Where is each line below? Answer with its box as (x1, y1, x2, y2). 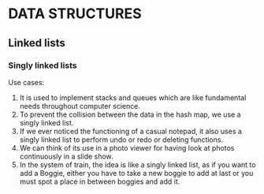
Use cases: (8, 77, 45, 87)
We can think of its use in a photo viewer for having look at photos (19, 143, 235, 152)
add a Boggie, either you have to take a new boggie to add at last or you (19, 168, 254, 177)
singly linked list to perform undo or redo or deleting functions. (19, 135, 223, 144)
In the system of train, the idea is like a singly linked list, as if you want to (19, 159, 256, 170)
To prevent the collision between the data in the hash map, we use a (19, 110, 242, 119)
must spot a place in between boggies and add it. (19, 177, 180, 186)
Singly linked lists (8, 60, 77, 71)
